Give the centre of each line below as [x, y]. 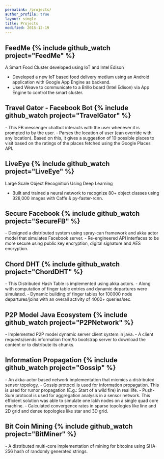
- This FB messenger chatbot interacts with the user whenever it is [72, 127]
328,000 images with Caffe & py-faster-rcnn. [57, 198]
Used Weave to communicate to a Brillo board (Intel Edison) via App [81, 87]
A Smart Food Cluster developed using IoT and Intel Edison [65, 67]
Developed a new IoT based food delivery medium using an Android [81, 77]
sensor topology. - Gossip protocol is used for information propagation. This [82, 385]
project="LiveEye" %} [40, 172]
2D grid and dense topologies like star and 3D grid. [57, 411]
